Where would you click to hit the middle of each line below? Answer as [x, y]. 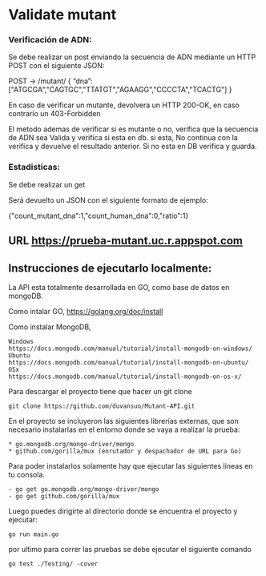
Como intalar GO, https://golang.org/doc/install [86, 311]
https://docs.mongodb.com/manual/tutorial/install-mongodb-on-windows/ [130, 348]
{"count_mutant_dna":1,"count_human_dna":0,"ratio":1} [99, 215]
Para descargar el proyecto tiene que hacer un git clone [100, 391]
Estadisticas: [34, 167]
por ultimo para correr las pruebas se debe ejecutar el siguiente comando [130, 549]
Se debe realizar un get [47, 184]
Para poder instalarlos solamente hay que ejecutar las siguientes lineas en [131, 465]
